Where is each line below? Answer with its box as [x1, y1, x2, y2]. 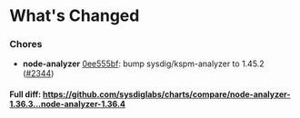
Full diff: [9, 89, 42, 100]
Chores [9, 38, 43, 51]
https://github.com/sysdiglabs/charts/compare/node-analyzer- [42, 89, 291, 100]
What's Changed [9, 5, 140, 26]
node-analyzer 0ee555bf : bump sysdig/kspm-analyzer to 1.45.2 [22, 58, 265, 69]
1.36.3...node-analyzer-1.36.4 [9, 99, 125, 110]
